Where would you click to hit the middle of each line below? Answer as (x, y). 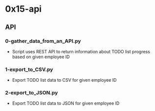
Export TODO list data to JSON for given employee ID (66, 103)
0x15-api (23, 9)
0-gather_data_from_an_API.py (43, 41)
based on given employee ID (41, 57)
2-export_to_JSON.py (32, 93)
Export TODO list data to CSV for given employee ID (64, 80)
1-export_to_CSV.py (29, 69)
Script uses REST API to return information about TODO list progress (81, 51)
